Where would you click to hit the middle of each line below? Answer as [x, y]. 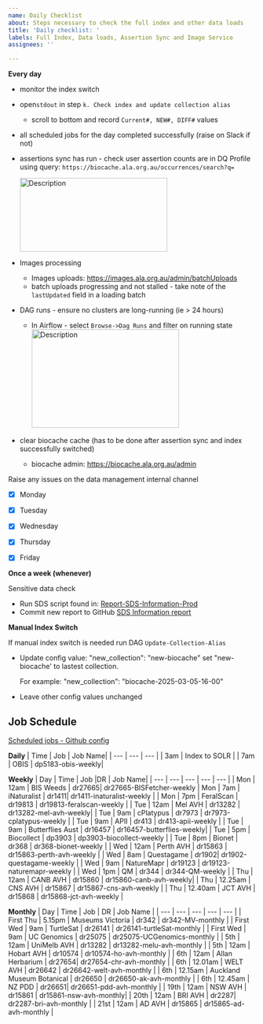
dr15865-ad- [224, 1004]
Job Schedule [42, 721]
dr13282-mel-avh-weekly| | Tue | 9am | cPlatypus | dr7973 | [105, 813]
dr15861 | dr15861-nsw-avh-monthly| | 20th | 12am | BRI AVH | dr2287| [122, 996]
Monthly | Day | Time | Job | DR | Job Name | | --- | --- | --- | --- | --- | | [125, 912]
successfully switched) [57, 449]
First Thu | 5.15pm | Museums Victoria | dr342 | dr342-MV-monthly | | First [129, 920]
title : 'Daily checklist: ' [54, 30]
